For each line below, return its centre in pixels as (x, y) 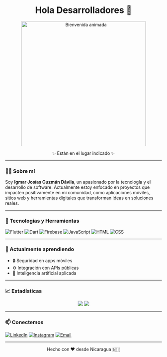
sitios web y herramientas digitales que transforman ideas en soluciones (79, 198)
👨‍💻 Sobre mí (20, 171)
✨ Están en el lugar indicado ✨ (83, 153)
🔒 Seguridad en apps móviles (42, 260)
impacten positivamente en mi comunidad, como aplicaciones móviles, (78, 193)
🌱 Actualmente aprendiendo (40, 249)
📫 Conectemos (24, 323)
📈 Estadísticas (24, 291)
